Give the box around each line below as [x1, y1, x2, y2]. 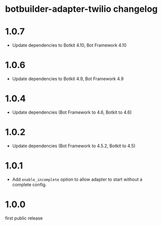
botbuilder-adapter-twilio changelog [5, 3, 158, 15]
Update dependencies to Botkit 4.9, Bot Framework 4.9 [12, 76, 124, 82]
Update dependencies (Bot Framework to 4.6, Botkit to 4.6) [12, 109, 132, 115]
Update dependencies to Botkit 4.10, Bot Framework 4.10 [12, 42, 127, 48]
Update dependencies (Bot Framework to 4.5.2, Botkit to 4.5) [12, 143, 136, 149]
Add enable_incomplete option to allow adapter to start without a [12, 176, 142, 182]
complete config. [12, 181, 47, 188]
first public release [5, 215, 43, 221]
